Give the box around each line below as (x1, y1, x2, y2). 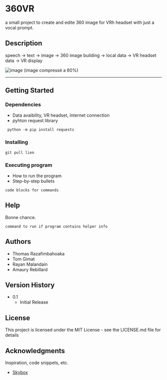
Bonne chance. (5, 214, 36, 220)
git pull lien (5, 150, 35, 155)
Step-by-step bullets (12, 178, 55, 184)
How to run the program (12, 173, 62, 179)
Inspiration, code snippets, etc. (5, 360, 69, 366)
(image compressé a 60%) (24, 67, 79, 73)
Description (5, 39, 42, 48)
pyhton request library (12, 118, 58, 124)
